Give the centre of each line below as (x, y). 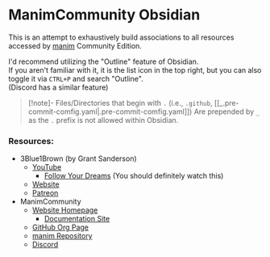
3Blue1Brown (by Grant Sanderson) (78, 158)
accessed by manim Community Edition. (75, 45)
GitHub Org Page (60, 227)
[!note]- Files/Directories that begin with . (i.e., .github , (120, 103)
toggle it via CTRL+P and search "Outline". (76, 78)
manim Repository (62, 236)
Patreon (45, 193)
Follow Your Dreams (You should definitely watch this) (134, 176)
